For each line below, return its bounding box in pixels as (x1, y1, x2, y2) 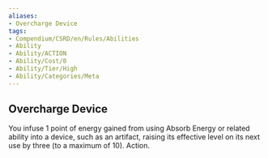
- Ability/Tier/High (8, 65, 79, 73)
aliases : (8, 11, 38, 20)
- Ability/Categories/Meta (8, 72, 100, 80)
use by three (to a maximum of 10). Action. (8, 141, 151, 151)
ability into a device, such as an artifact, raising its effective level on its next (8, 132, 261, 142)
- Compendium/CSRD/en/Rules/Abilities (8, 34, 139, 43)
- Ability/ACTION (8, 49, 67, 58)
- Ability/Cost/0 (8, 58, 67, 66)
